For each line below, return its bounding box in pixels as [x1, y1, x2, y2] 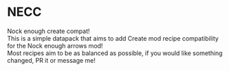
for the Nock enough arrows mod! [7, 41, 103, 50]
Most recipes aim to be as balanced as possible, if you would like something [7, 49, 223, 57]
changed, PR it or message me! [7, 56, 96, 64]
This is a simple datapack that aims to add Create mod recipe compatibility [7, 34, 219, 42]
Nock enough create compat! [7, 27, 91, 35]
